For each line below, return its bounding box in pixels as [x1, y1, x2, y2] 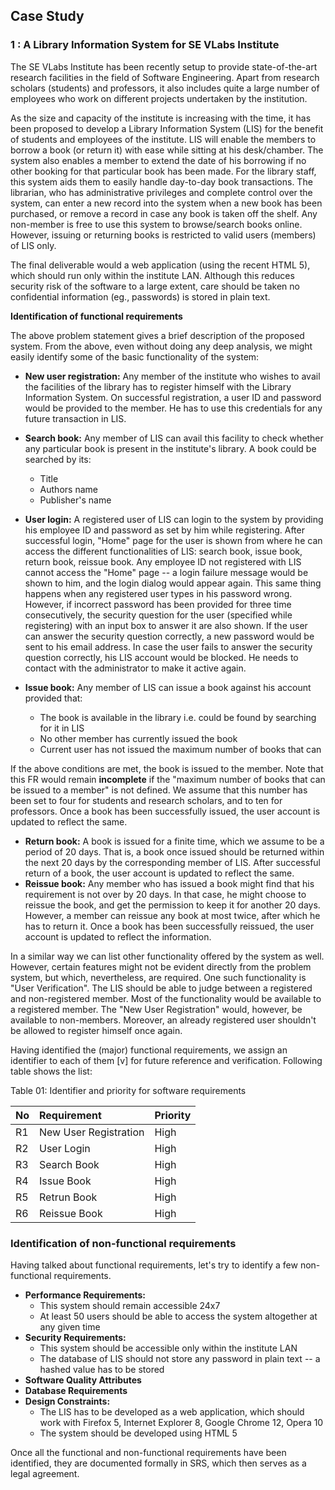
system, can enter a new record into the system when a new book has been [10, 197, 323, 209]
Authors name [39, 483, 98, 495]
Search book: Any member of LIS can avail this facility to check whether [24, 432, 324, 444]
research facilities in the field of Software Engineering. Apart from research [10, 71, 320, 83]
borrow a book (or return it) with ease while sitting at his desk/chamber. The [10, 144, 324, 156]
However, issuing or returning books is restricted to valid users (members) [10, 229, 317, 241]
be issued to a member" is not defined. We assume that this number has [10, 784, 308, 796]
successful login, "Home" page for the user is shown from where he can [24, 534, 323, 546]
